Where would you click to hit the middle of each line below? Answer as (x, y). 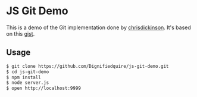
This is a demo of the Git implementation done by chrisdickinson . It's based (99, 27)
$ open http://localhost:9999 (44, 88)
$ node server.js (28, 83)
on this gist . (21, 33)
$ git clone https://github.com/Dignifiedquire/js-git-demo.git (87, 66)
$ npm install (24, 77)
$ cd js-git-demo (28, 72)
